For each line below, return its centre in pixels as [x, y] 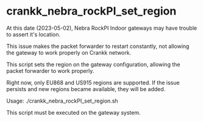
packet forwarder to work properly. [50, 70]
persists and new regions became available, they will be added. [86, 89]
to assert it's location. [34, 34]
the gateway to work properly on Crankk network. [69, 52]
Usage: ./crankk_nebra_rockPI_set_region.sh [62, 101]
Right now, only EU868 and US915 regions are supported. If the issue [93, 83]
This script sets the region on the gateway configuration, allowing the [93, 64]
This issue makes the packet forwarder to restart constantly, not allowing [98, 46]
